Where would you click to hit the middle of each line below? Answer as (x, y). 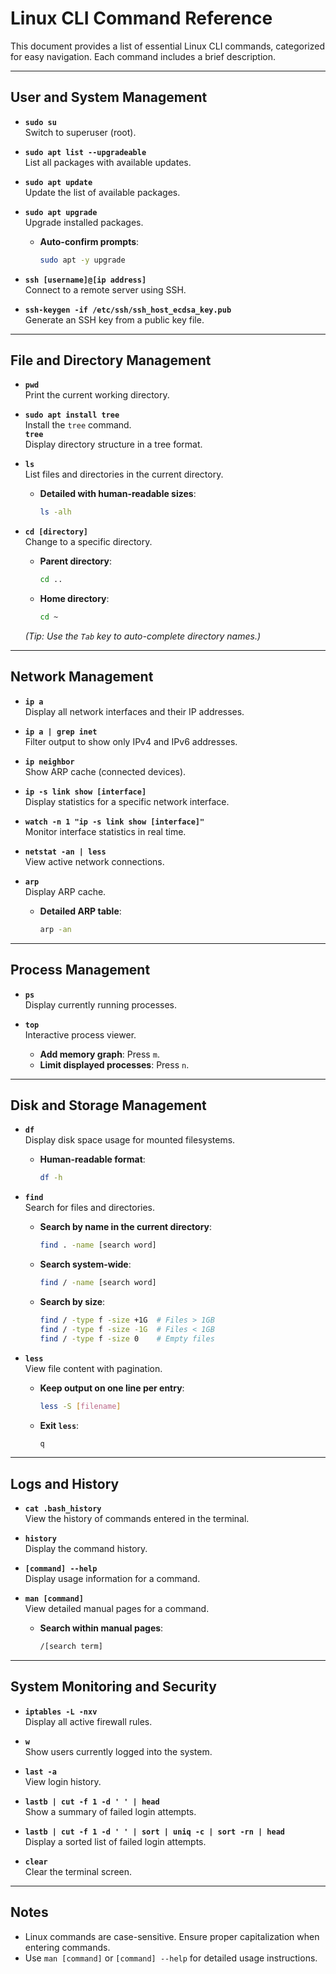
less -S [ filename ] (80, 1406)
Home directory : (74, 599)
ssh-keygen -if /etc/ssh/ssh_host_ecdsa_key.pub (128, 310)
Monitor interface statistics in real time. (105, 831)
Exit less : (59, 1425)
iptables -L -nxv (61, 1712)
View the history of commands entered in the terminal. (137, 1519)
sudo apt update (58, 182)
